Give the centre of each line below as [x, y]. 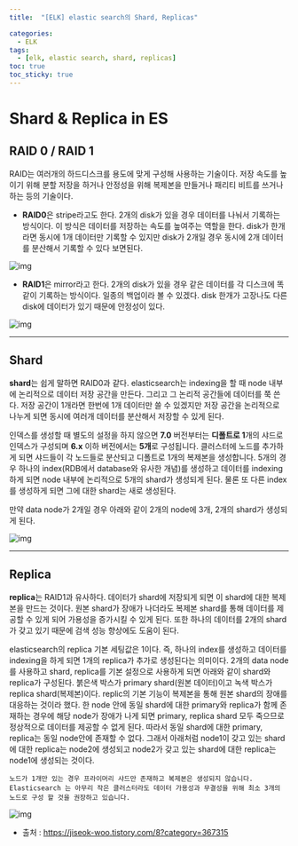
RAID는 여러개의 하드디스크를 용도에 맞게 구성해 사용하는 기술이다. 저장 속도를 [144, 173]
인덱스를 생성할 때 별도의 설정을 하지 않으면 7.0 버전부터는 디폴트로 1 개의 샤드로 [146, 435]
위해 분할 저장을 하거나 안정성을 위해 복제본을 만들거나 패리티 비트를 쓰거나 [154, 185]
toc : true [27, 67]
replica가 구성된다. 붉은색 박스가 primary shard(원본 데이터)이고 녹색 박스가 [141, 682]
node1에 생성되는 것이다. [52, 760]
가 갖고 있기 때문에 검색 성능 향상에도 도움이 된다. [94, 630]
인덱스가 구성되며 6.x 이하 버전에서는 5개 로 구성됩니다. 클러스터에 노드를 [135, 446]
